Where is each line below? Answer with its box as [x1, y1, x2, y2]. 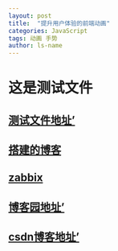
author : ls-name [8, 42, 63, 50]
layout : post [8, 11, 52, 20]
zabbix [8, 171, 43, 185]
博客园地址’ [8, 200, 65, 214]
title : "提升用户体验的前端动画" [8, 19, 111, 27]
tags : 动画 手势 [8, 34, 58, 43]
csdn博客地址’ [8, 230, 79, 244]
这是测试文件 [8, 79, 94, 97]
